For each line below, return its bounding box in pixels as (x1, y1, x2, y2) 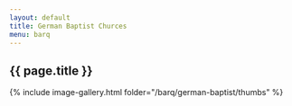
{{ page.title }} (9, 63, 93, 78)
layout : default (9, 13, 71, 22)
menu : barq (9, 30, 51, 39)
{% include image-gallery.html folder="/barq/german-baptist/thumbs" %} (9, 87, 284, 98)
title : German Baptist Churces (9, 22, 127, 31)
